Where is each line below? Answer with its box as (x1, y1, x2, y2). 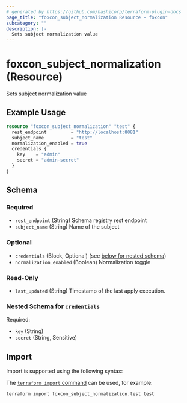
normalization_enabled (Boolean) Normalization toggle (14, 258, 151, 265)
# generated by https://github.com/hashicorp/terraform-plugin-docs (6, 8, 182, 15)
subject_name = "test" (11, 135, 93, 141)
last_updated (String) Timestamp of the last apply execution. (14, 287, 165, 294)
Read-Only (6, 273, 39, 282)
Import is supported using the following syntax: (6, 367, 123, 375)
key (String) (14, 328, 44, 335)
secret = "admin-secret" (17, 157, 79, 163)
